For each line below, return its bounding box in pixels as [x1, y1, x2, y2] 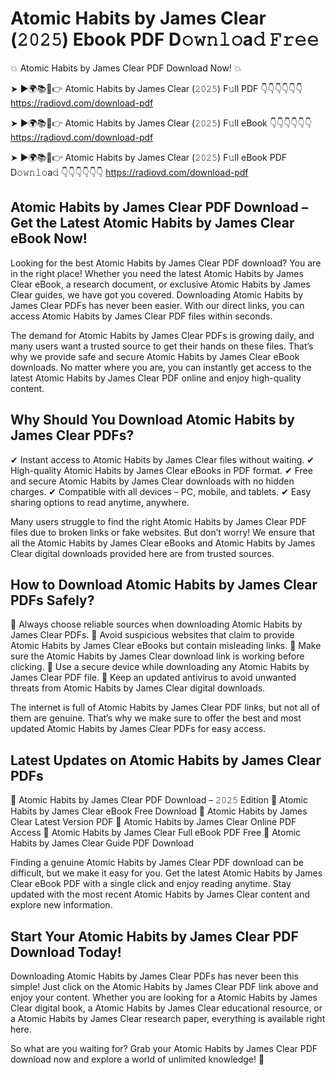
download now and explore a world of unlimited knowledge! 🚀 [10, 1053, 265, 1065]
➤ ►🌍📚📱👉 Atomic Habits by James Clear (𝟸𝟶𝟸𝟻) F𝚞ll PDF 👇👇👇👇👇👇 [10, 82, 303, 94]
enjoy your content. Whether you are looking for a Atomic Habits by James [10, 992, 318, 1003]
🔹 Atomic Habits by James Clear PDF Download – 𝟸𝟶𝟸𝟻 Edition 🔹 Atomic [10, 794, 308, 806]
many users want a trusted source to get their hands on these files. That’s [10, 340, 314, 352]
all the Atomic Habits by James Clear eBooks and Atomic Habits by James [10, 537, 316, 549]
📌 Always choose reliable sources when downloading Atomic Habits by [10, 618, 303, 631]
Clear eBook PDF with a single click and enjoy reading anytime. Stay [10, 878, 292, 890]
